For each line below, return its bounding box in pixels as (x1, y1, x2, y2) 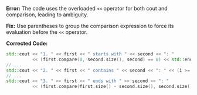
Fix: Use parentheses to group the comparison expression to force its (6, 23, 174, 29)
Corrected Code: (6, 40, 48, 47)
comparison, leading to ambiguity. (6, 11, 89, 18)
